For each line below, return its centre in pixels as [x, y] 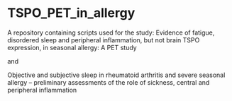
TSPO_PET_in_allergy [71, 13]
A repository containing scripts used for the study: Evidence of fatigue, [111, 32]
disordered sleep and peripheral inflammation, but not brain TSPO [104, 40]
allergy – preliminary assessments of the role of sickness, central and [109, 82]
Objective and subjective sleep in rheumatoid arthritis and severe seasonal [116, 75]
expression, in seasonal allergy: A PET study [72, 47]
